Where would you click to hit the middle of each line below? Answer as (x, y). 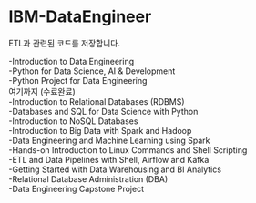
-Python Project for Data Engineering (78, 80)
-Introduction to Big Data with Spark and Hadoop (100, 130)
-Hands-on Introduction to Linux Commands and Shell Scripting (128, 150)
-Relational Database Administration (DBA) (88, 178)
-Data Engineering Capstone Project (77, 188)
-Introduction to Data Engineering (72, 61)
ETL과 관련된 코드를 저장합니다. (64, 43)
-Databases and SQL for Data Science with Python (103, 111)
